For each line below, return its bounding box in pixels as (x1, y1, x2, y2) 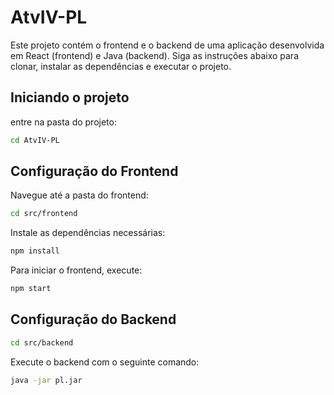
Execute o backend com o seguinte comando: (10, 356, 200, 368)
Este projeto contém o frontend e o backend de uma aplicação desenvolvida (10, 39, 325, 51)
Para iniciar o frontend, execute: (10, 264, 143, 276)
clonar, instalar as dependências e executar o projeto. (10, 60, 232, 72)
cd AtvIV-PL (10, 135, 60, 145)
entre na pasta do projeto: (10, 116, 117, 128)
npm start (10, 284, 52, 294)
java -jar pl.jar (10, 375, 83, 385)
